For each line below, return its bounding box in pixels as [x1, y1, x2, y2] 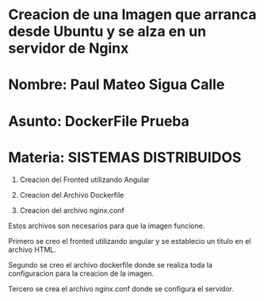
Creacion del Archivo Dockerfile [19, 190, 124, 199]
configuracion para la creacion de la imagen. [8, 268, 155, 278]
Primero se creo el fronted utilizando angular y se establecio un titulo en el [8, 236, 251, 245]
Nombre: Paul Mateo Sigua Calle [8, 75, 225, 94]
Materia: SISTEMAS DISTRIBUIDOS [8, 149, 242, 166]
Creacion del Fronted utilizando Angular [19, 175, 151, 184]
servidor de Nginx [8, 40, 129, 57]
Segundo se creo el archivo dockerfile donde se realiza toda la [8, 260, 212, 269]
